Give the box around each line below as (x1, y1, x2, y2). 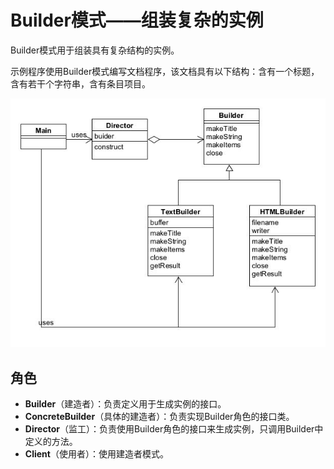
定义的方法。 (24, 436, 78, 448)
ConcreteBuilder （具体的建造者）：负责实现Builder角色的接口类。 (24, 411, 295, 423)
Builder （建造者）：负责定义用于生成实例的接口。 (24, 398, 227, 410)
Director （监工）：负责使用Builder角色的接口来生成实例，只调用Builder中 (24, 423, 324, 435)
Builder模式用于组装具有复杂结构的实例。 (10, 44, 180, 56)
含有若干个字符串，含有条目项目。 (10, 77, 151, 90)
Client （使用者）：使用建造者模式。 (24, 448, 169, 460)
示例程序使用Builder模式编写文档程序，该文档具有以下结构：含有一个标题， (10, 65, 320, 77)
